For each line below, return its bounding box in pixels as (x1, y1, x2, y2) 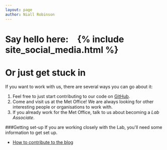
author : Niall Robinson (5, 12, 55, 17)
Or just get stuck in (5, 67, 86, 78)
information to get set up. (5, 129, 58, 135)
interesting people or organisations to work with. (12, 103, 113, 110)
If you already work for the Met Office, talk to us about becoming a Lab (12, 109, 159, 115)
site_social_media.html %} (5, 44, 119, 55)
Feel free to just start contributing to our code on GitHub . (12, 93, 130, 99)
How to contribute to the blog (12, 139, 74, 145)
